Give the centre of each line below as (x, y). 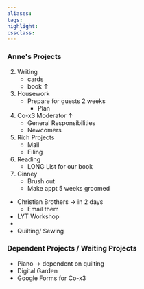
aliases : (20, 13)
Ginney (27, 174)
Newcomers (44, 130)
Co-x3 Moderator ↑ (45, 115)
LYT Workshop (38, 216)
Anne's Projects (34, 57)
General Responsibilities (61, 123)
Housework (33, 93)
